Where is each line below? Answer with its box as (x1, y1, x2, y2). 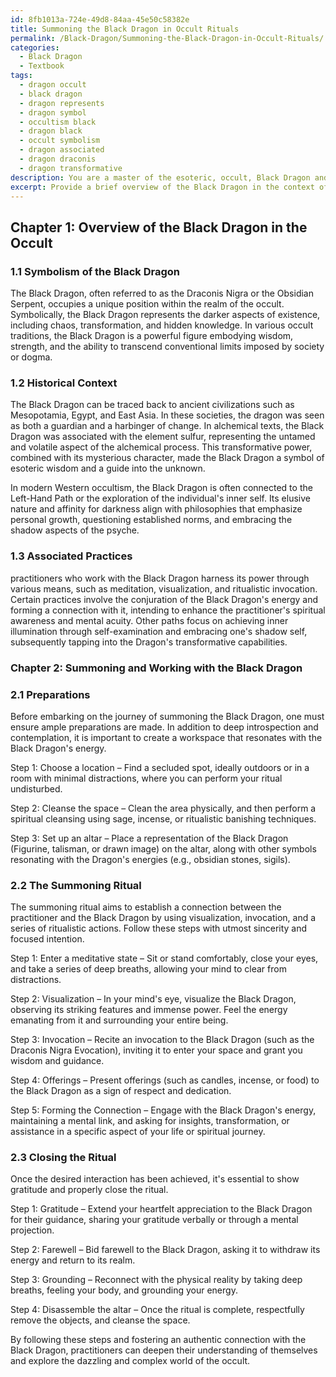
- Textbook (19, 61, 65, 71)
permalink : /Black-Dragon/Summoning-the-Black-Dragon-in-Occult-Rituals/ (10, 33, 325, 43)
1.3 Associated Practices (10, 549, 133, 563)
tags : (10, 71, 33, 81)
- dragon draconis (19, 154, 97, 164)
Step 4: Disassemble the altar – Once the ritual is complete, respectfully (10, 1304, 305, 1316)
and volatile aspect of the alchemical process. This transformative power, (10, 441, 313, 453)
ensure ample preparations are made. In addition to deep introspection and (10, 721, 319, 733)
